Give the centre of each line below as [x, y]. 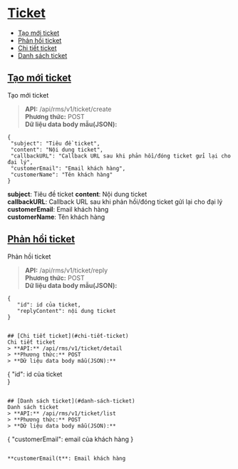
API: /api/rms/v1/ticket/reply [66, 270]
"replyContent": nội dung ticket [66, 311]
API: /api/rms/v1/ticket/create [68, 109]
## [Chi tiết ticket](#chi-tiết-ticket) [68, 336]
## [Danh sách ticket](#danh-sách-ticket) [71, 401]
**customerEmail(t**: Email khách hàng [67, 458]
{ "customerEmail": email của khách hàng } [71, 439]
